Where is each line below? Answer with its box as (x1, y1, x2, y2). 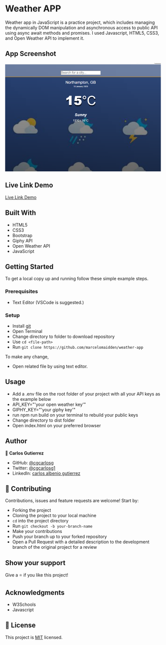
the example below (12, 396, 51, 402)
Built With (5, 209, 36, 217)
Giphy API (12, 238, 33, 244)
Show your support (5, 559, 66, 567)
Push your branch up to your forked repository (12, 534, 107, 540)
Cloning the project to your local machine (12, 513, 96, 518)
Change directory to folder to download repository (12, 333, 115, 339)
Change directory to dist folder (12, 417, 75, 423)
